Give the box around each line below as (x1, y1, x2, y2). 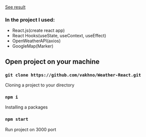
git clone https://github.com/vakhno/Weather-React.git (5, 72, 141, 78)
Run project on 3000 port (5, 126, 56, 132)
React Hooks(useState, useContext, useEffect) (12, 33, 106, 39)
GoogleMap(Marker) (12, 43, 54, 49)
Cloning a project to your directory (5, 82, 74, 88)
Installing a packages (5, 104, 48, 110)
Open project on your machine (5, 57, 100, 66)
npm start (5, 116, 28, 122)
